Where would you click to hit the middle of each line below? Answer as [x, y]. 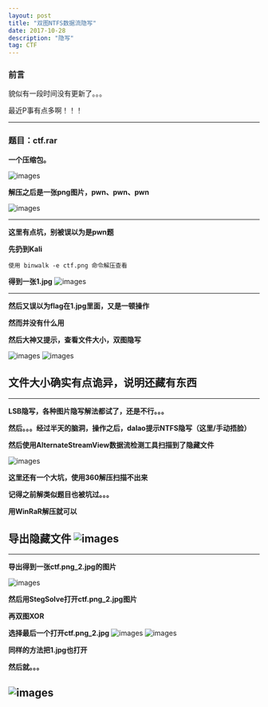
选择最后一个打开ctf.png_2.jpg [59, 633]
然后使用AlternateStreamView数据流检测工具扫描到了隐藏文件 [111, 444]
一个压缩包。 [29, 160]
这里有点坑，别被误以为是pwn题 [61, 231]
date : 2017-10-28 [37, 30]
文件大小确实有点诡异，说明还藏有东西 [102, 383]
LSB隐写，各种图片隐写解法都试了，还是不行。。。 [89, 411]
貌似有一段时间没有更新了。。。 [57, 93]
